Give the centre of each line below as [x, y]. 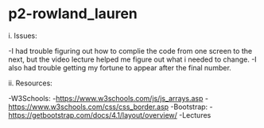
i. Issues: [23, 36]
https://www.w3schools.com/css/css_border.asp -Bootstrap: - [111, 107]
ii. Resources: [31, 83]
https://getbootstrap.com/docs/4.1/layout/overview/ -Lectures [110, 115]
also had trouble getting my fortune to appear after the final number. [120, 67]
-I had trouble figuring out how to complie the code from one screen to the [130, 51]
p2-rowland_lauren [73, 14]
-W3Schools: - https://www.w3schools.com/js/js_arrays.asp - [109, 98]
